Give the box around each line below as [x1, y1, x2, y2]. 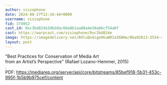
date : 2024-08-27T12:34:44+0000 [5, 12, 72, 17]
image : [5, 35, 19, 40]
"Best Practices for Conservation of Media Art [5, 53, 99, 59]
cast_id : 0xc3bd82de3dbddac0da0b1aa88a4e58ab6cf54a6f [5, 26, 119, 31]
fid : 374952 [5, 21, 30, 26]
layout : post [5, 40, 32, 45]
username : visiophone [5, 16, 50, 21]
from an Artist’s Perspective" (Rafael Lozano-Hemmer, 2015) [5, 58, 129, 65]
